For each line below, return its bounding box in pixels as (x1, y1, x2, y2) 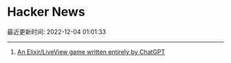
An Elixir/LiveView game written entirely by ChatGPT (16, 47, 166, 55)
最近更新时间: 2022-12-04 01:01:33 (7, 27, 107, 36)
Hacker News (7, 4, 86, 20)
